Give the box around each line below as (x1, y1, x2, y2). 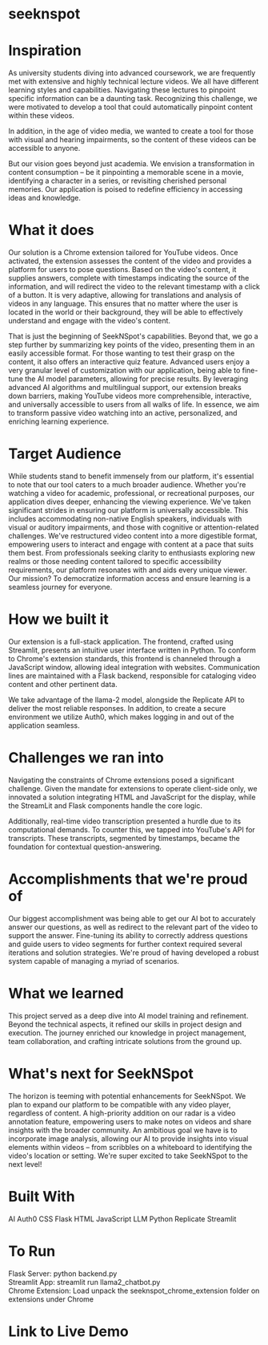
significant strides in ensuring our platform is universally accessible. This (8, 506, 249, 514)
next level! (8, 1159, 42, 1168)
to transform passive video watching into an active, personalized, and (8, 408, 238, 418)
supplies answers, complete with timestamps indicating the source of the (8, 274, 250, 283)
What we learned (8, 985, 124, 1002)
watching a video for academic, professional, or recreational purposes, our (8, 489, 254, 498)
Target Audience (8, 445, 122, 463)
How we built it (8, 611, 110, 628)
